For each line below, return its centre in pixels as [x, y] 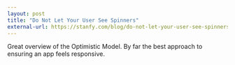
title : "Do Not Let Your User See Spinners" [73, 20]
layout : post [26, 14]
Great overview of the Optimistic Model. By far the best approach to [105, 47]
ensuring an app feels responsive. [56, 54]
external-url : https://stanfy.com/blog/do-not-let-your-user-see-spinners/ [120, 27]
